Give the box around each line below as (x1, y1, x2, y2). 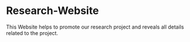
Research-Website (6, 4, 99, 17)
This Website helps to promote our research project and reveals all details (6, 23, 184, 30)
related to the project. (6, 29, 59, 36)
